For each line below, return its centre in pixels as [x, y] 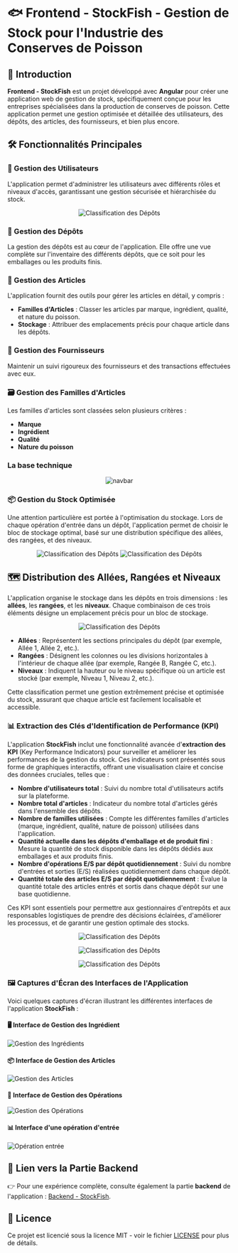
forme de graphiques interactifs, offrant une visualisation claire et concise [115, 766]
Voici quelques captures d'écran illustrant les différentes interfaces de [110, 1001]
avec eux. [22, 374]
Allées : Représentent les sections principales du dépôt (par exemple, [120, 641]
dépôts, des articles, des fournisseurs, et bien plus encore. [93, 121]
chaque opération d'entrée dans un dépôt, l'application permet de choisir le [118, 525]
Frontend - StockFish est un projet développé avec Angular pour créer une [118, 91]
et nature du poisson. [49, 317]
